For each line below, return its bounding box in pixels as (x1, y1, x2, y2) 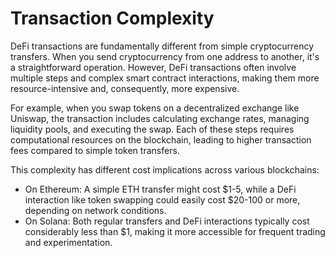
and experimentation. (24, 236, 113, 248)
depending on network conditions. (24, 204, 167, 216)
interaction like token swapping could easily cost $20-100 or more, (24, 193, 301, 206)
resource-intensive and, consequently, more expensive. (10, 82, 240, 94)
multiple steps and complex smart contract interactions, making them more (10, 72, 320, 84)
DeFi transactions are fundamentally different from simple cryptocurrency (10, 40, 315, 52)
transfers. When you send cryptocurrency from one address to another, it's (10, 50, 320, 62)
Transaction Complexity (10, 7, 215, 30)
